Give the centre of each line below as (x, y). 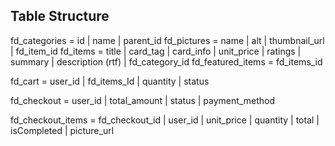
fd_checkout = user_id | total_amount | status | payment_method (142, 100)
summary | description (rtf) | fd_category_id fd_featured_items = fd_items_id (166, 61)
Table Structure (60, 16)
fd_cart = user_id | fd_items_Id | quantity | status (110, 81)
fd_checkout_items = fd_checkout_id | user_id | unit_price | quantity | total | (165, 120)
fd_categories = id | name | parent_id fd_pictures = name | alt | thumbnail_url (167, 40)
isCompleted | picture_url (62, 130)
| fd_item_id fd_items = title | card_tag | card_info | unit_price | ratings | (156, 51)
